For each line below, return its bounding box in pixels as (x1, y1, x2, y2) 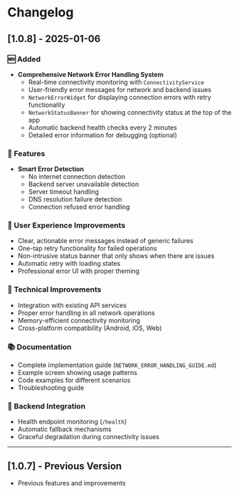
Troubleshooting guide (17, 384, 85, 392)
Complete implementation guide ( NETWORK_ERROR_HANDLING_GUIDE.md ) (17, 361, 217, 369)
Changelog (7, 4, 74, 21)
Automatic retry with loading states (17, 259, 121, 268)
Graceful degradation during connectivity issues (17, 433, 160, 441)
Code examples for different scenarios (17, 376, 131, 385)
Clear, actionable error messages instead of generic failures (17, 237, 193, 245)
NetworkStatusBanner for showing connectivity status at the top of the (28, 108, 232, 116)
